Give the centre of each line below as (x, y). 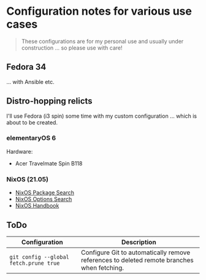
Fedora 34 (26, 67)
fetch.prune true (35, 263)
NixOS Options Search (44, 199)
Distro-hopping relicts (50, 101)
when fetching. (102, 268)
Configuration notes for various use (99, 11)
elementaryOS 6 (31, 138)
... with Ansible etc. (31, 81)
